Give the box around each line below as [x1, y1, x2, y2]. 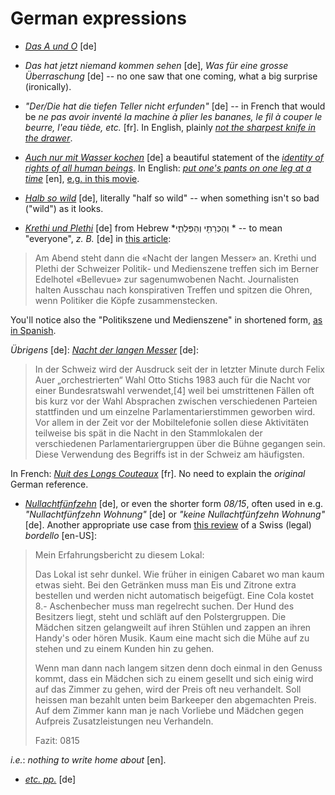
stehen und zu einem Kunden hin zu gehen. [34, 642, 215, 654]
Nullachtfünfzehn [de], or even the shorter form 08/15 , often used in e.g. [24, 497, 324, 509]
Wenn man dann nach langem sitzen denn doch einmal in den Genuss [34, 662, 323, 674]
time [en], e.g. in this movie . [24, 172, 140, 184]
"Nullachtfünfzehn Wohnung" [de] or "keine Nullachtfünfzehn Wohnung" [24, 508, 326, 520]
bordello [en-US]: [24, 529, 97, 541]
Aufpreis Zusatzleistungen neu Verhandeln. [34, 715, 214, 727]
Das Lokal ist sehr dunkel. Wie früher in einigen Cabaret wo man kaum [34, 568, 325, 580]
